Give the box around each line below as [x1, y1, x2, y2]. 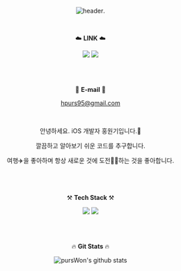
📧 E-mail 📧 [75, 86, 106, 93]
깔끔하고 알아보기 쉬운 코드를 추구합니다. [36, 141, 145, 150]
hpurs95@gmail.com [60, 99, 121, 107]
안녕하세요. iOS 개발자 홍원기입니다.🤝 [39, 127, 142, 135]
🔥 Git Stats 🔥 [71, 242, 110, 250]
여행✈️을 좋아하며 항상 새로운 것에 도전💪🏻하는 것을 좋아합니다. [7, 157, 174, 164]
